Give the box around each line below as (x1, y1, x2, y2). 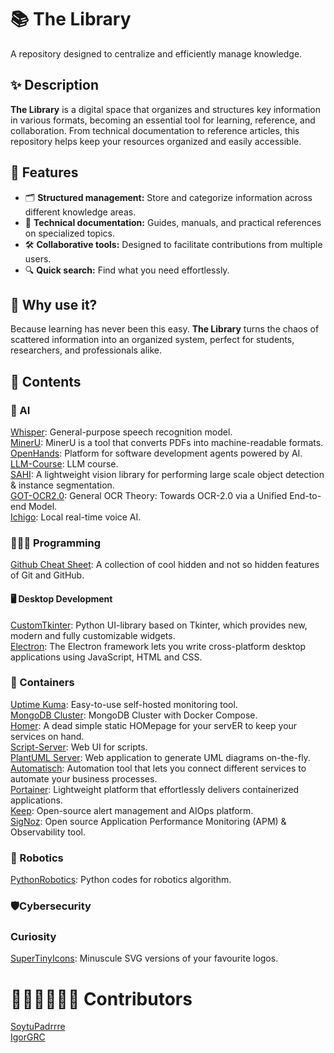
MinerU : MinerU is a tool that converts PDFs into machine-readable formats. (10, 437, 324, 449)
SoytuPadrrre (10, 1021, 66, 1033)
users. (24, 252, 52, 265)
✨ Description (10, 77, 99, 94)
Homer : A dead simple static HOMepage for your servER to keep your (10, 719, 298, 731)
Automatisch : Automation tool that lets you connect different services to (10, 762, 307, 774)
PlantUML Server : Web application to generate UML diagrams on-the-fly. (10, 751, 311, 763)
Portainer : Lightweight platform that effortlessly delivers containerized (10, 783, 300, 795)
